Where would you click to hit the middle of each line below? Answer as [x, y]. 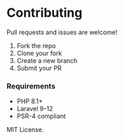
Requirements [31, 86]
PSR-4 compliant [41, 116]
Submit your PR [39, 68]
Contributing [44, 13]
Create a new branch [47, 60]
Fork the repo [36, 45]
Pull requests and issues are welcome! [62, 32]
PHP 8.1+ [30, 101]
